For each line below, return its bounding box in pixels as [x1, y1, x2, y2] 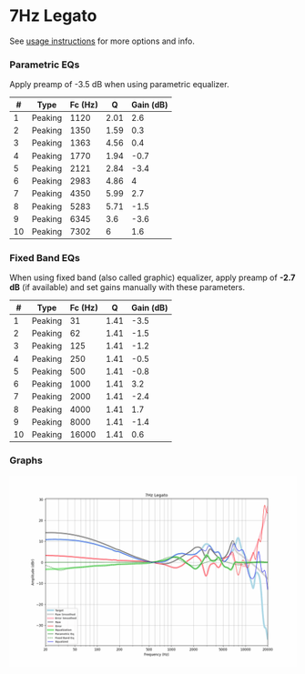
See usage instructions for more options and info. [9, 35, 196, 46]
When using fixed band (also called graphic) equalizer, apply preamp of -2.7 [9, 272, 296, 283]
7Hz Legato [9, 5, 97, 26]
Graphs [9, 454, 43, 467]
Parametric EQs [9, 58, 80, 71]
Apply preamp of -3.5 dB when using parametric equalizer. [9, 79, 229, 90]
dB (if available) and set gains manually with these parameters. [9, 282, 246, 293]
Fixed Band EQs [9, 251, 80, 264]
